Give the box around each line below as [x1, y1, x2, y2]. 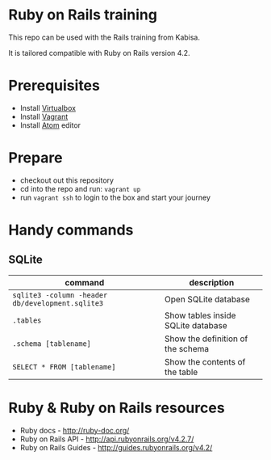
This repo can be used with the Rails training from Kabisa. [8, 32, 200, 42]
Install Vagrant [19, 112, 69, 121]
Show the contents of [164, 356, 246, 367]
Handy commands [8, 221, 134, 239]
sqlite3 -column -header [12, 290, 108, 300]
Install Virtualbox [19, 103, 77, 112]
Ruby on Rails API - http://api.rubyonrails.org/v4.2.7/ [19, 434, 194, 444]
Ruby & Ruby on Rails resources [8, 399, 225, 417]
